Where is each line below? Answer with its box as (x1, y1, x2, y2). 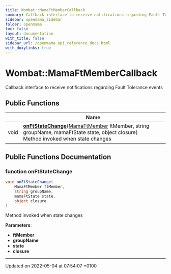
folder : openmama (5, 21, 42, 27)
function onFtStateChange (5, 168, 73, 175)
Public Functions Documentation (5, 152, 111, 161)
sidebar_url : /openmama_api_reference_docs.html (5, 41, 110, 46)
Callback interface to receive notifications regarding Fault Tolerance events (5, 84, 163, 90)
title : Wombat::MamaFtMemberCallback (5, 7, 85, 13)
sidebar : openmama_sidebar (5, 17, 63, 22)
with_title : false (5, 36, 44, 41)
